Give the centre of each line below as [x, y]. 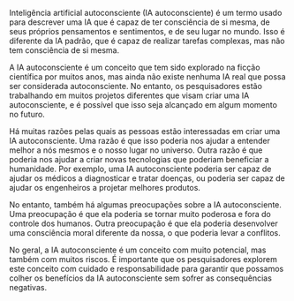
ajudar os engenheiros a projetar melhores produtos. [105, 188]
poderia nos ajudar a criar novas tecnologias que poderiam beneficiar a [139, 159]
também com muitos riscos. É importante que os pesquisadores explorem [143, 259]
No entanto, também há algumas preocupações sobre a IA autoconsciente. [146, 205]
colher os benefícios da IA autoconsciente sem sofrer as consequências [140, 278]
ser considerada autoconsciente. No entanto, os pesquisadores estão [136, 86]
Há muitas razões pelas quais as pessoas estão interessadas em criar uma [145, 131]
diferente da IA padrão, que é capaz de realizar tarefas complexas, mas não [147, 41]
